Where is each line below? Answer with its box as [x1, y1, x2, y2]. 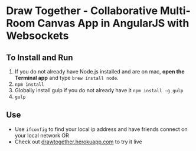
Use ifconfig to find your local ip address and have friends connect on [14, 125, 188, 133]
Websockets [6, 29, 69, 42]
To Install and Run [6, 52, 73, 62]
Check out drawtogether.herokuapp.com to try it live [14, 138, 143, 145]
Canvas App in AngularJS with [37, 16, 190, 30]
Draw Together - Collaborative [6, 4, 158, 18]
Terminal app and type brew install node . [14, 75, 119, 81]
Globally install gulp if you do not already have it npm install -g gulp [14, 87, 184, 93]
